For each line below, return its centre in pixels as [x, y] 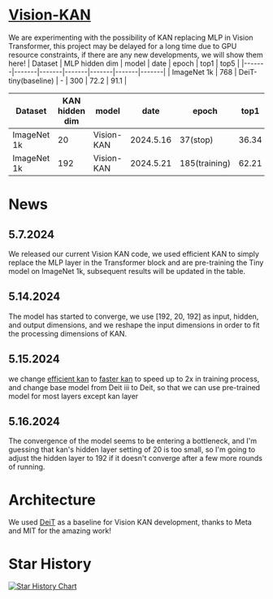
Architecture [52, 499]
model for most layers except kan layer [74, 396]
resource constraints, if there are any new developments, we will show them [136, 54]
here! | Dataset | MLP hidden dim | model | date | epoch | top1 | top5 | [124, 63]
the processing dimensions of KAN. [68, 333]
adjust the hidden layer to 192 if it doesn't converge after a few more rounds [135, 458]
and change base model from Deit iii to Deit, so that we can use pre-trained [134, 387]
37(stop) [196, 140]
